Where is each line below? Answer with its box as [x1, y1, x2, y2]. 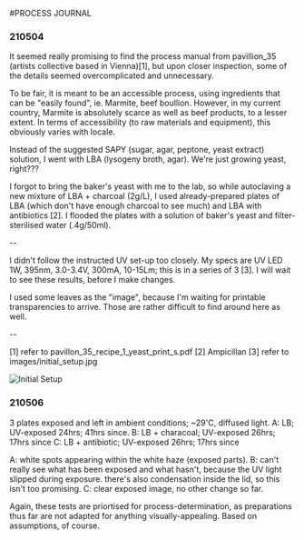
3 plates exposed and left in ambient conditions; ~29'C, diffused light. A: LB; [9, 417, 295, 428]
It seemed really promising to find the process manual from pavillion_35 [9, 51, 277, 62]
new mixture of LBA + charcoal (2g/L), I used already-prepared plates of [9, 191, 279, 202]
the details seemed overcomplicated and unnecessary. [9, 70, 215, 81]
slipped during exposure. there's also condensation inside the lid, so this [9, 473, 280, 485]
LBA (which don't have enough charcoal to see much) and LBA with [9, 200, 262, 212]
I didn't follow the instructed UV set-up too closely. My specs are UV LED [9, 255, 283, 266]
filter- [274, 210, 296, 221]
